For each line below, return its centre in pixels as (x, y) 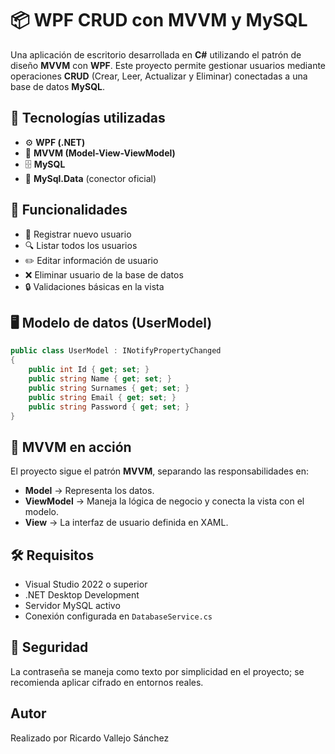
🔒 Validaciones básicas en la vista (94, 286)
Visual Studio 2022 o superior (86, 584)
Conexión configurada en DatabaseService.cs (118, 616)
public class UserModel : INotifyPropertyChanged (116, 351)
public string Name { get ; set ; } (100, 379)
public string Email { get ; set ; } (102, 397)
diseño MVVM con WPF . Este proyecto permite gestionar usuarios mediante (168, 65)
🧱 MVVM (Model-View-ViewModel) (100, 153)
